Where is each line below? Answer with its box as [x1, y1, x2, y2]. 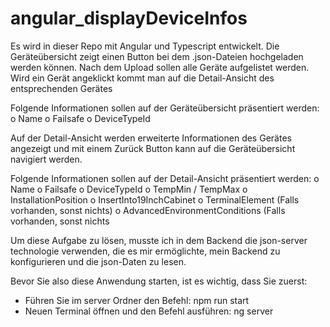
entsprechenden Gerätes [10, 82, 113, 94]
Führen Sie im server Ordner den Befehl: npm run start [24, 294, 250, 306]
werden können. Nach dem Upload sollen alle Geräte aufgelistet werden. [10, 61, 310, 73]
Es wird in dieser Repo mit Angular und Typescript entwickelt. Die [10, 40, 280, 52]
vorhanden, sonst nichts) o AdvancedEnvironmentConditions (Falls [10, 204, 286, 216]
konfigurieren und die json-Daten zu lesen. [10, 255, 187, 267]
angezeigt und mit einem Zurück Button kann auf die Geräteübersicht [10, 142, 296, 154]
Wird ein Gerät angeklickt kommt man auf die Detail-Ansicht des [10, 72, 275, 84]
